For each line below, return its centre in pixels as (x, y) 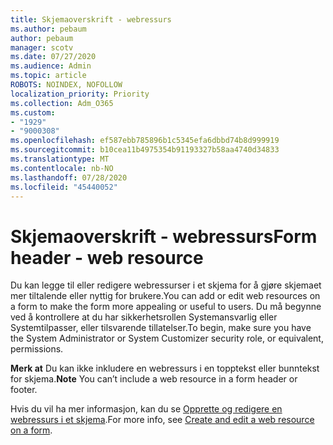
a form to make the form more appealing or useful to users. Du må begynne (166, 307)
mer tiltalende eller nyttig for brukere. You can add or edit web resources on (165, 296)
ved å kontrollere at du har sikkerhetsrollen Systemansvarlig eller (144, 317)
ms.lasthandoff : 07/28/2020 (69, 177)
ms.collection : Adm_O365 (62, 103)
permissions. (37, 349)
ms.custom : (33, 112)
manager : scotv (42, 47)
